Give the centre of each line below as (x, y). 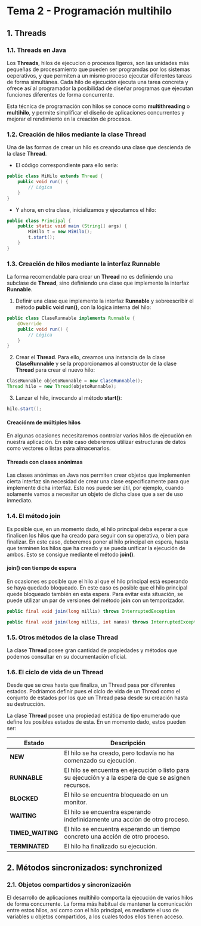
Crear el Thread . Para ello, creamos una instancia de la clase (90, 357)
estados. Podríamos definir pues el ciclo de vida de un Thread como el (94, 692)
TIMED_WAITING (34, 833)
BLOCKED (24, 799)
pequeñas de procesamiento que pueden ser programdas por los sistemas (98, 69)
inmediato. (20, 501)
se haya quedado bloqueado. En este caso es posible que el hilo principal (97, 587)
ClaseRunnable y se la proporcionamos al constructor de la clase (96, 364)
